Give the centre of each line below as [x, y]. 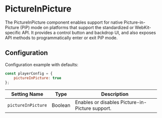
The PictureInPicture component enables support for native [64, 22]
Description [115, 94]
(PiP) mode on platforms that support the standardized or [77, 27]
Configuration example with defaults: [42, 64]
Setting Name [27, 94]
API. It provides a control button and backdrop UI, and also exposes [89, 32]
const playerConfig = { [29, 74]
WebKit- [143, 27]
